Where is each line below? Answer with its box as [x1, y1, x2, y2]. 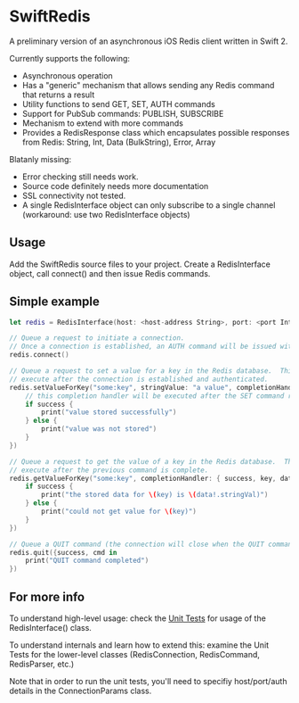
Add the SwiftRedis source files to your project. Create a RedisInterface [9, 259, 271, 269]
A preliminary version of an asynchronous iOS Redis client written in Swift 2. [9, 36, 288, 46]
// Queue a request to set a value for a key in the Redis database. [9, 367, 273, 376]
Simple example [9, 294, 101, 310]
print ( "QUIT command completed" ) [25, 556, 149, 566]
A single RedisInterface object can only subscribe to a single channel [21, 199, 276, 211]
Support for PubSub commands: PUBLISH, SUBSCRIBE [21, 108, 224, 119]
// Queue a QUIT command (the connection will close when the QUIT [9, 540, 265, 549]
